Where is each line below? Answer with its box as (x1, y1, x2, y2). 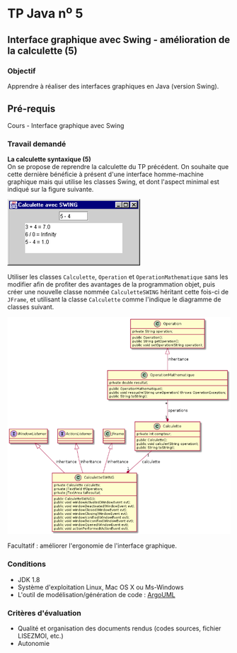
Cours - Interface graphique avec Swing (7, 122, 125, 130)
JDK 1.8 (17, 575, 40, 584)
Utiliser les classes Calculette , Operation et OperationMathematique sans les (7, 272, 229, 282)
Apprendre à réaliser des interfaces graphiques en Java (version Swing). (7, 82, 219, 91)
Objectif (7, 66, 36, 76)
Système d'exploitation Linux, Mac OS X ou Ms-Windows (17, 583, 184, 591)
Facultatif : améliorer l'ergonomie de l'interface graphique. (7, 541, 178, 550)
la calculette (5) (7, 45, 78, 57)
